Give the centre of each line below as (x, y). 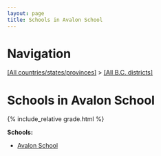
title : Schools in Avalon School (55, 20)
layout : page (26, 13)
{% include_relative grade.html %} (56, 119)
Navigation (39, 54)
